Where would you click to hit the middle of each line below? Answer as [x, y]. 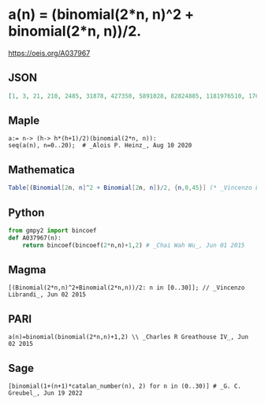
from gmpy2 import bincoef [52, 230]
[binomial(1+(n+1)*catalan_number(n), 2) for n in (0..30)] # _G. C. [125, 386]
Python [26, 212]
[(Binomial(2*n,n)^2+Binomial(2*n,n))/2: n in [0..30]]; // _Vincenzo [127, 288]
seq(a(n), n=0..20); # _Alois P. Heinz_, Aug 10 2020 [100, 146]
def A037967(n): [35, 238]
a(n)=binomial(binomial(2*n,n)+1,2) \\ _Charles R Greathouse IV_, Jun [128, 337]
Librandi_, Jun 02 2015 [47, 295]
